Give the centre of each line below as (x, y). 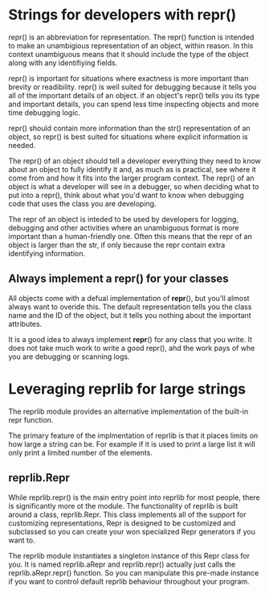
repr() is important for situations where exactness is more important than (128, 78)
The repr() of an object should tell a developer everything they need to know (134, 161)
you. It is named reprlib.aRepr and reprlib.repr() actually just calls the (122, 564)
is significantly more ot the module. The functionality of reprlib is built (123, 505)
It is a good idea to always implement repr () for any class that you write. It (130, 339)
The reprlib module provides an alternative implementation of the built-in (128, 411)
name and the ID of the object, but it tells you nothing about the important (130, 315)
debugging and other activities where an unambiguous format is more (124, 228)
